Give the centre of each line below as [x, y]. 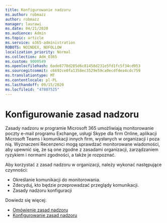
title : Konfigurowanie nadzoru [38, 10]
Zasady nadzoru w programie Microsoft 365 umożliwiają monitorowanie [80, 128]
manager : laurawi [23, 24]
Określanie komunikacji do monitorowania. [56, 180]
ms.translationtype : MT [30, 76]
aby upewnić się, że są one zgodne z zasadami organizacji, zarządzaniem [82, 150]
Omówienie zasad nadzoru [40, 210]
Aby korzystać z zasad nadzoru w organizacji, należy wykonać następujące [83, 165]
